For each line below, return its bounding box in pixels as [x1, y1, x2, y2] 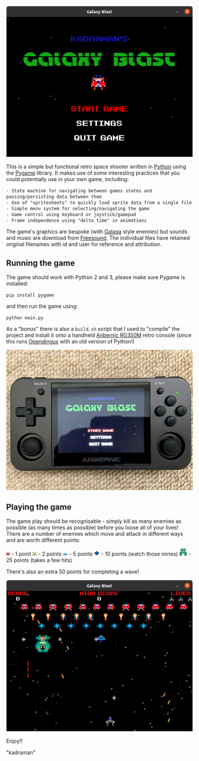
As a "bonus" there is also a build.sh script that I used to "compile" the [6, 326, 180, 333]
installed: [6, 280, 28, 288]
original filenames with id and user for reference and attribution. [6, 241, 162, 248]
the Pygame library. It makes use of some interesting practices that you [6, 169, 180, 176]
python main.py [6, 315, 44, 321]
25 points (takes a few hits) [6, 557, 73, 564]
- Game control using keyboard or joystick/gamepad [6, 211, 136, 218]
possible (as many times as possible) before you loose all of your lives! [6, 524, 179, 531]
